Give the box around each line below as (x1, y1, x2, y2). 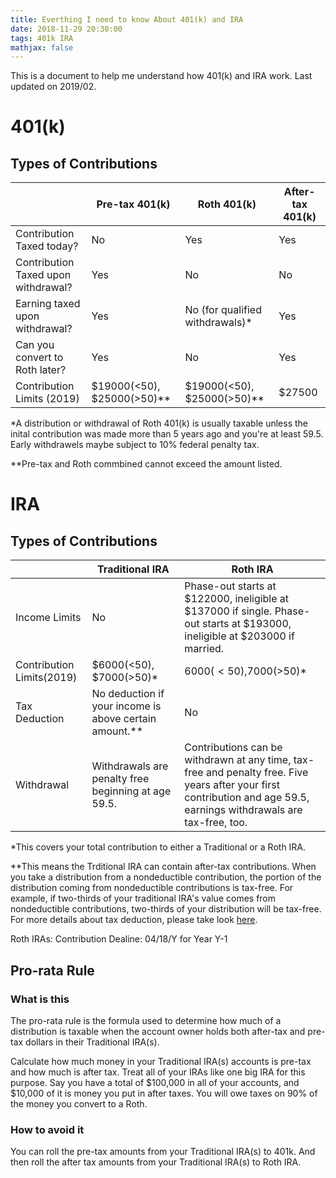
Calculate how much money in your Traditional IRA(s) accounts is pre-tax (10, 1055, 312, 1067)
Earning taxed (15, 297, 81, 311)
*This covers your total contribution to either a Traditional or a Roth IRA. (10, 841, 307, 853)
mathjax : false (10, 42, 74, 53)
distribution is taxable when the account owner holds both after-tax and (10, 1025, 306, 1037)
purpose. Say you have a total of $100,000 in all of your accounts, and (10, 1076, 300, 1088)
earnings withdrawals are (184, 803, 303, 817)
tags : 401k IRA (10, 33, 74, 43)
